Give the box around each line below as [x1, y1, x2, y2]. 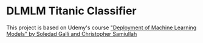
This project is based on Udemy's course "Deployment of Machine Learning [6, 24, 197, 31]
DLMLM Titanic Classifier [6, 4, 137, 18]
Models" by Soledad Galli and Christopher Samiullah [6, 30, 137, 37]
